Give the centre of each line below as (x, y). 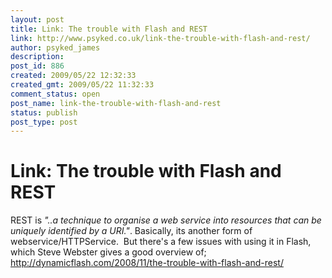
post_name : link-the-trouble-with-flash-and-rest (116, 103)
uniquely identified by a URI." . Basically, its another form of (131, 231)
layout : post (37, 19)
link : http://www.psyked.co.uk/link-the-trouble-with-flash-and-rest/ (160, 38)
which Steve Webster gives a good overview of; (108, 252)
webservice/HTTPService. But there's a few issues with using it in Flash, (161, 242)
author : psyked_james (55, 47)
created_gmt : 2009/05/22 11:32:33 (82, 85)
